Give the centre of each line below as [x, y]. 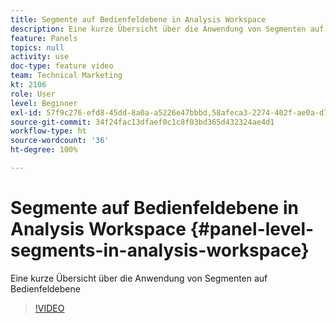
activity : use [40, 57]
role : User [33, 94]
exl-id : [26, 112]
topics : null [37, 47]
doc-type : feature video [62, 66]
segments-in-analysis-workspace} [160, 250]
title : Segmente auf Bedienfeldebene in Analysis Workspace [138, 19]
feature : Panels [44, 38]
